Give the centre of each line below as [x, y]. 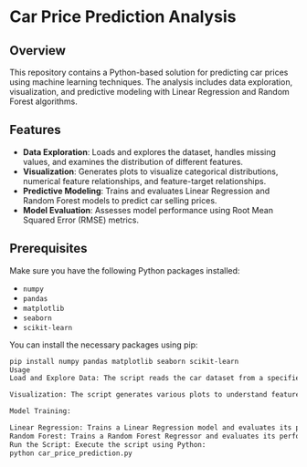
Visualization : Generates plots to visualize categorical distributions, [150, 171]
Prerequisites [48, 249]
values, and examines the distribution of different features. [133, 161]
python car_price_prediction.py [71, 453]
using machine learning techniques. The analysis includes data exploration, [151, 82]
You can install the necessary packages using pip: [104, 345]
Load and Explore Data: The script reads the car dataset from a [136, 379]
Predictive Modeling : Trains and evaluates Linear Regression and [146, 191]
